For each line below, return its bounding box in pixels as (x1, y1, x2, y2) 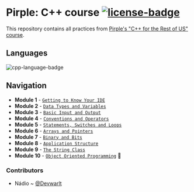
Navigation (6, 81, 47, 90)
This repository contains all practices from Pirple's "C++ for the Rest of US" (6, 25, 188, 32)
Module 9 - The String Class (14, 146, 86, 153)
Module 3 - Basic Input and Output (14, 109, 101, 116)
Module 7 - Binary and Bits (14, 133, 83, 140)
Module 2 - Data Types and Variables (14, 102, 106, 109)
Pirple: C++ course (6, 6, 100, 19)
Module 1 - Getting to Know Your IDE (14, 96, 105, 103)
